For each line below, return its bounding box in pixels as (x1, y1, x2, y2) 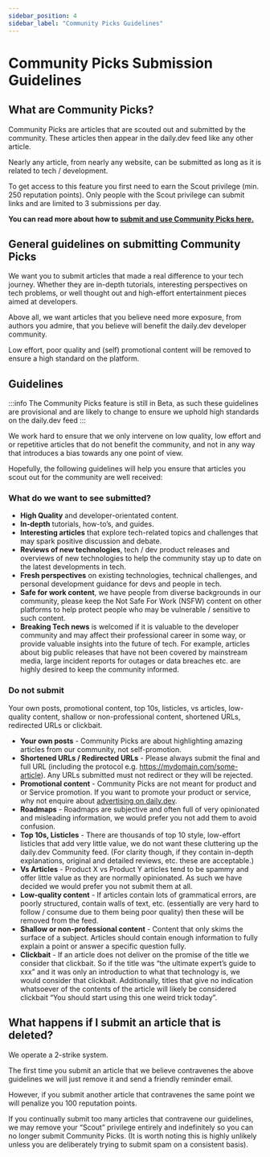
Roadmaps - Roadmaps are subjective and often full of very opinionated (19, 804, 260, 814)
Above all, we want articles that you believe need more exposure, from (8, 312, 242, 322)
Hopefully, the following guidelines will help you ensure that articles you (8, 464, 247, 473)
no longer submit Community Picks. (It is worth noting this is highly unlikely (8, 1130, 257, 1140)
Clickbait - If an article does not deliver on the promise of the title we (19, 949, 249, 959)
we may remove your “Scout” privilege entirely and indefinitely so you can (8, 1122, 254, 1132)
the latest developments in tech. (19, 562, 127, 572)
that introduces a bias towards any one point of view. (8, 448, 183, 458)
